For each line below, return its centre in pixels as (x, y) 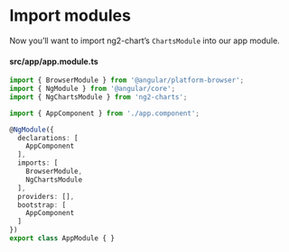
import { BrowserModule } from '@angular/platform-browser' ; (127, 81)
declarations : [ (48, 138)
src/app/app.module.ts (54, 61)
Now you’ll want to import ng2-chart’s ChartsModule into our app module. (144, 40)
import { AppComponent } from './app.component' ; (105, 113)
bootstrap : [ (42, 205)
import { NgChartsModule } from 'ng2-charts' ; (98, 97)
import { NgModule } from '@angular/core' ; (93, 89)
